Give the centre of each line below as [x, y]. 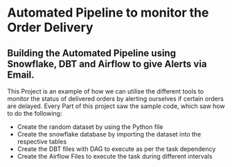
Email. [21, 74]
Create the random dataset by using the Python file [90, 127]
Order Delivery [50, 27]
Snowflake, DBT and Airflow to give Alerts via [107, 64]
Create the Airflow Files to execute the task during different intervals [115, 156]
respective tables [42, 141]
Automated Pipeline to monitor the [108, 13]
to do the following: [35, 113]
